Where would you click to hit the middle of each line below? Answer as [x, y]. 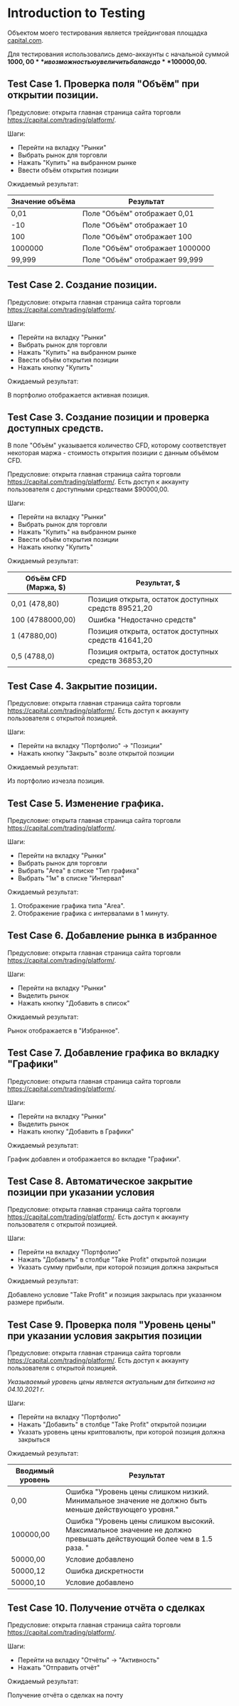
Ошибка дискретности [105, 1571]
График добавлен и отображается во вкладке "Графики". [94, 1159]
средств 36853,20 [120, 661]
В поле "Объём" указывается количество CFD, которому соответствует [117, 445]
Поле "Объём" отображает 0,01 [138, 213]
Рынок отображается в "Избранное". [63, 1030]
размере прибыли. [36, 1302]
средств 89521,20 [120, 608]
